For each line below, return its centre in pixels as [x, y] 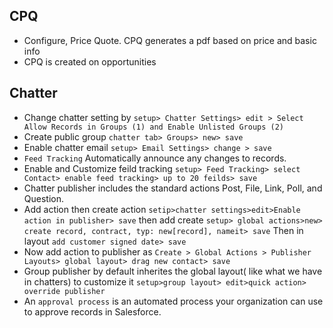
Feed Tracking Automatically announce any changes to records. [155, 158]
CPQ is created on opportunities [90, 61]
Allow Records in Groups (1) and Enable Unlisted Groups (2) [154, 127]
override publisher [64, 291]
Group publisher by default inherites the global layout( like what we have [173, 271]
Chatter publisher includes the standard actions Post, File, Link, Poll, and [173, 188]
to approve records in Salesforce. [92, 311]
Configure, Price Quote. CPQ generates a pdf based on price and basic [170, 40]
